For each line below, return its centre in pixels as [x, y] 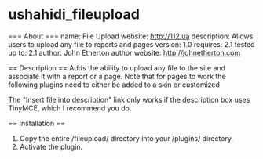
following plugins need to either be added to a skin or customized [114, 85]
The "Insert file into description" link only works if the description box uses [129, 99]
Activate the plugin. [51, 146]
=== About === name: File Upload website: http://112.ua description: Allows [131, 36]
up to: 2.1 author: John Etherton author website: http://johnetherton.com [124, 52]
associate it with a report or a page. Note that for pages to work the [117, 76]
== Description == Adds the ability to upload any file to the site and [117, 67]
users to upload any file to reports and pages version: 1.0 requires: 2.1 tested [131, 44]
